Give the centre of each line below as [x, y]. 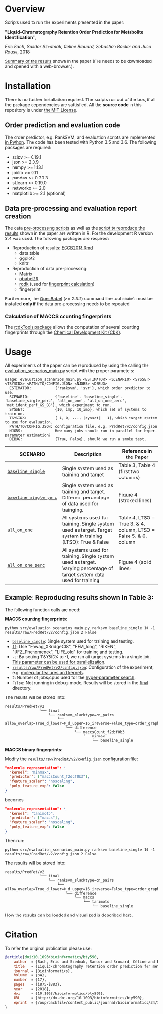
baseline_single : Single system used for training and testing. [73, 641]
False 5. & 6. [133, 536]
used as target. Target [87, 530]
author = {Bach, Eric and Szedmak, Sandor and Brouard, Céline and [84, 962]
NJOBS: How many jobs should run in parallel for [76, 431]
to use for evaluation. [29, 422]
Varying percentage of [87, 568]
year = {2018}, [32, 989]
